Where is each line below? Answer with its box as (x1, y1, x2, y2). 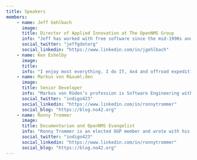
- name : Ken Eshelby (16, 52, 67, 58)
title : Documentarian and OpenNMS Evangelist (21, 123, 135, 129)
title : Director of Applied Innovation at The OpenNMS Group (21, 30, 175, 36)
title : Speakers (6, 8, 46, 15)
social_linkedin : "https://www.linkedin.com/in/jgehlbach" (21, 47, 169, 53)
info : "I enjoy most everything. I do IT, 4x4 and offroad (21, 69, 169, 74)
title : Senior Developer (21, 85, 83, 91)
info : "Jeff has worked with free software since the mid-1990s (21, 36, 182, 42)
